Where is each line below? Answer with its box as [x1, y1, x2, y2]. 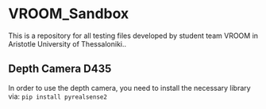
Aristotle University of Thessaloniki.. [8, 39, 127, 48]
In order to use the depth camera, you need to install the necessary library [8, 83, 252, 92]
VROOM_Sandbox [8, 5, 129, 23]
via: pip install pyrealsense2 [8, 92, 107, 101]
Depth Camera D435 [8, 62, 112, 76]
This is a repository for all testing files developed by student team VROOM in [8, 31, 259, 40]
